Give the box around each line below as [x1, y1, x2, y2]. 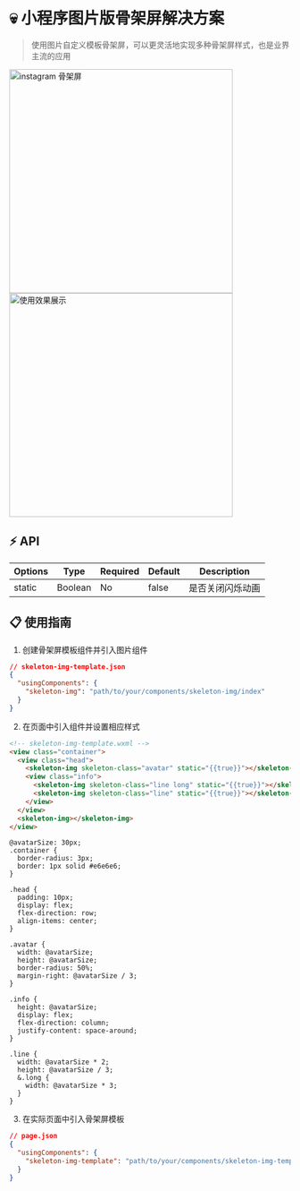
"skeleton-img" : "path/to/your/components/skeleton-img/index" [25, 687, 266, 697]
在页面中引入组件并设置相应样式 [21, 721, 140, 732]
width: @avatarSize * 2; [17, 1058, 110, 1067]
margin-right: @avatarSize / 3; [17, 972, 138, 981]
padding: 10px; [17, 893, 74, 903]
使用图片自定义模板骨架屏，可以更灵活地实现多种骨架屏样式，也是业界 [30, 39, 290, 50]
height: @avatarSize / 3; [17, 1066, 114, 1075]
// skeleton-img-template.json [9, 662, 126, 672]
